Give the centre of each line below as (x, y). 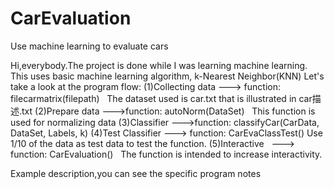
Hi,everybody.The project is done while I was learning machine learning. (159, 65)
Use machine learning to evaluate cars (89, 46)
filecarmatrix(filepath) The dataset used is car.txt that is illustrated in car (161, 98)
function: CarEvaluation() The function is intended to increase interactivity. (166, 154)
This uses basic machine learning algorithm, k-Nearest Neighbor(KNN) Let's (167, 76)
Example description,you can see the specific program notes (136, 173)
